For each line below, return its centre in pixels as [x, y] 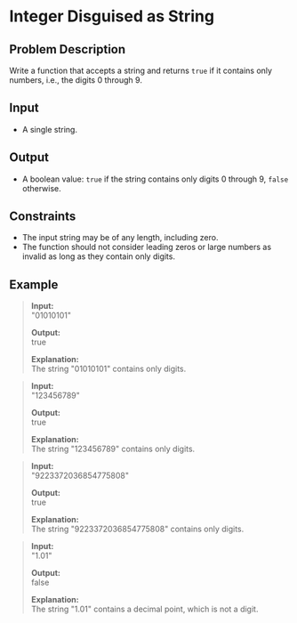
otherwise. [42, 188]
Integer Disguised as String [112, 16]
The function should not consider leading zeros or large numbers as [147, 247]
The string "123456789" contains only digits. [113, 449]
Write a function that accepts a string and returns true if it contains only [141, 70]
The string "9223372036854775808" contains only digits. [137, 529]
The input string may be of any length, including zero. [120, 238]
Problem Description [68, 49]
